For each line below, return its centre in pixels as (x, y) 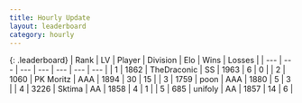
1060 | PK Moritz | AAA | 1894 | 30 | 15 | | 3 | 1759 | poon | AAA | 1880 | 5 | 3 (150, 80)
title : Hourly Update (50, 18)
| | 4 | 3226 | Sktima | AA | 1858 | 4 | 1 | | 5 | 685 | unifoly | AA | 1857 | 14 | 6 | (151, 89)
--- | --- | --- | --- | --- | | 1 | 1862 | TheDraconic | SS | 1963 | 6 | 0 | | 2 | (152, 70)
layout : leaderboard (48, 26)
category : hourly (42, 34)
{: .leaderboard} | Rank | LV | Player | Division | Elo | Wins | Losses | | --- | (146, 61)
